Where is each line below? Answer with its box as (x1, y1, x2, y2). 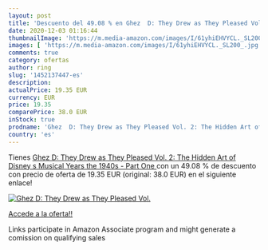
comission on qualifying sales (8, 232, 106, 242)
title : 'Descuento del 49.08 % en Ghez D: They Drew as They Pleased (8, 19, 248, 27)
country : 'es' (8, 130, 56, 138)
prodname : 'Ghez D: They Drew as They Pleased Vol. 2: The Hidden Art (8, 123, 251, 131)
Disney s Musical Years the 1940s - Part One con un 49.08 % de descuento (8, 161, 257, 170)
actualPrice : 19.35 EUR (8, 85, 88, 94)
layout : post (8, 11, 52, 20)
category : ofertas (8, 57, 69, 65)
